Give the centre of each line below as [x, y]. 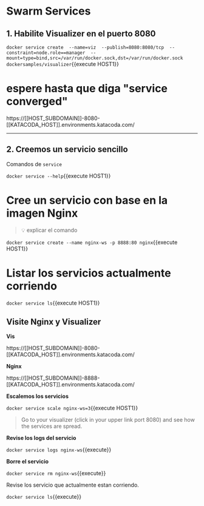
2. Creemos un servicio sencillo [67, 150]
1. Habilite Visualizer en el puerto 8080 [81, 34]
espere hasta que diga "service [87, 89]
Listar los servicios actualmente [89, 273]
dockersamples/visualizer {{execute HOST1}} [63, 64]
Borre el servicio [28, 462]
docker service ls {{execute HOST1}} [53, 303]
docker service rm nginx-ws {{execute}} [56, 473]
